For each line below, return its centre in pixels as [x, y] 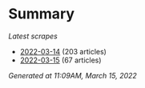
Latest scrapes [33, 36]
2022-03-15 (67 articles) [60, 60]
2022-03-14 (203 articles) [63, 51]
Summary [41, 14]
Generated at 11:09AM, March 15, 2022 [73, 75]
